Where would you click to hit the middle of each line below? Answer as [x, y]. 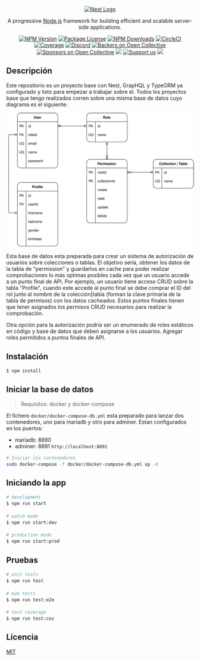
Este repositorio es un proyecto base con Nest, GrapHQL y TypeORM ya [95, 85]
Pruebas [22, 560]
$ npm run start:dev [32, 522]
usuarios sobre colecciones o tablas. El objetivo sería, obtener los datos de [98, 262]
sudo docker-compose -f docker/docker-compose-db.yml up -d [82, 464]
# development [24, 497]
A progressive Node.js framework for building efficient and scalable [90, 21]
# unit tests [22, 574]
